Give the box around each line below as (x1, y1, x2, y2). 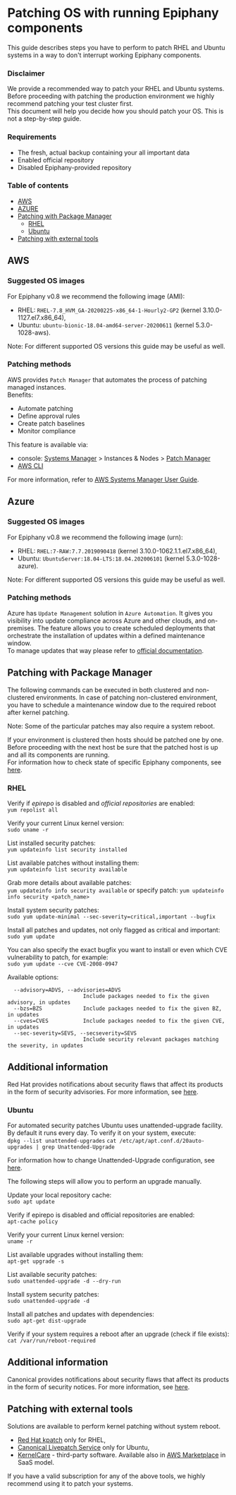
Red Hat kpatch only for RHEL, (17, 1435, 106, 1444)
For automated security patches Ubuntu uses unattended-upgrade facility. (7, 1121, 223, 1130)
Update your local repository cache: (7, 1191, 112, 1199)
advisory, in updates (7, 999, 71, 1006)
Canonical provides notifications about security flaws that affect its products (7, 1375, 230, 1383)
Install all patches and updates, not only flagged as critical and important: (7, 925, 221, 934)
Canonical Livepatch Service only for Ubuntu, (17, 1443, 150, 1451)
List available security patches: (7, 1271, 97, 1279)
